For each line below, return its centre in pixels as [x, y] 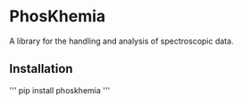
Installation [41, 69]
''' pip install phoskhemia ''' [60, 90]
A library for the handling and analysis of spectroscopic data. [121, 41]
